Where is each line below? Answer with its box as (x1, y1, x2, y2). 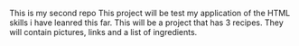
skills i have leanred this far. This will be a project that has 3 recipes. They (9, 17, 285, 28)
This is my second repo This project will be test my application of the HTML (9, 8, 291, 18)
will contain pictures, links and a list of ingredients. (9, 27, 198, 37)
